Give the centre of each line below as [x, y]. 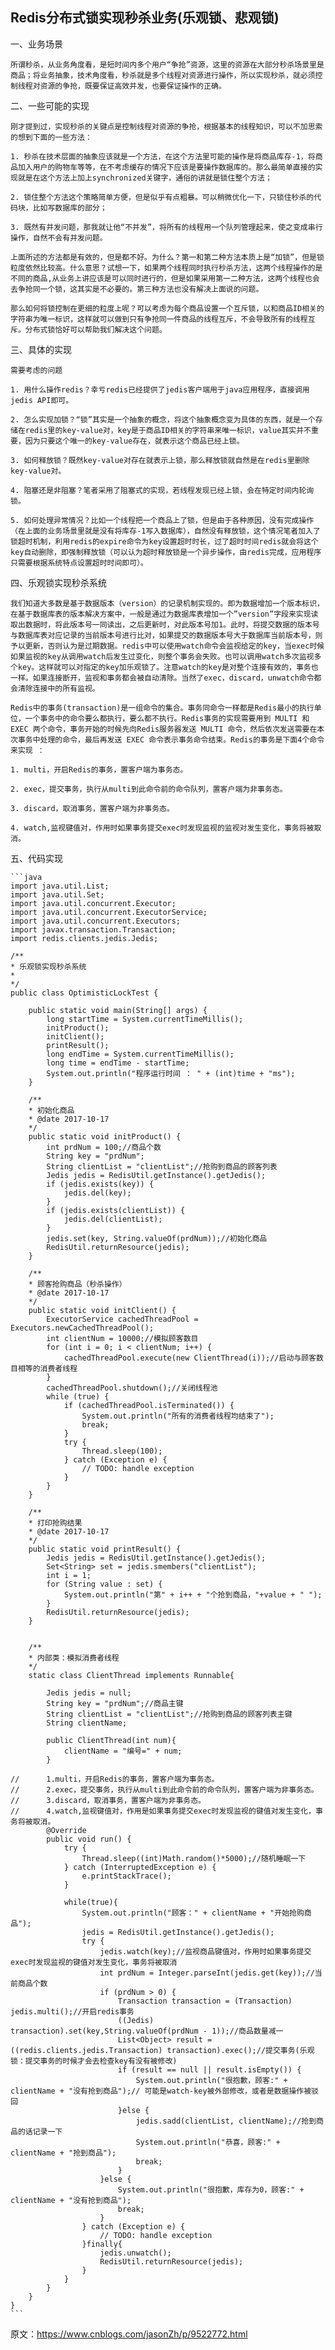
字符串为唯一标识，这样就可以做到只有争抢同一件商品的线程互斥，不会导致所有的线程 [159, 319]
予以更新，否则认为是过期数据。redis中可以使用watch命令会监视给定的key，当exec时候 [167, 646]
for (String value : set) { [104, 1584]
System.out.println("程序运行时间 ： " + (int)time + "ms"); [171, 1073]
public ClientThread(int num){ [111, 1740]
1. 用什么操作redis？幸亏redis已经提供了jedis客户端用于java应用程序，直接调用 [160, 389]
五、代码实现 [36, 858]
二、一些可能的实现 [50, 105]
